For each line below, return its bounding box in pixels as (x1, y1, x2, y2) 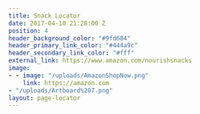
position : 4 (8, 26, 48, 35)
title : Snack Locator (8, 11, 81, 20)
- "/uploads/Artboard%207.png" (8, 86, 113, 95)
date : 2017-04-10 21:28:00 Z (8, 19, 106, 27)
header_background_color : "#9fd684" (8, 34, 131, 43)
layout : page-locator (8, 94, 81, 102)
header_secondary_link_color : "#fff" (8, 49, 135, 57)
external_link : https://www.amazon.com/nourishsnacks (8, 57, 193, 65)
